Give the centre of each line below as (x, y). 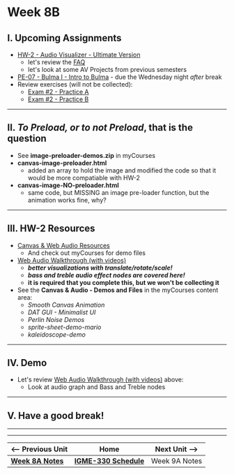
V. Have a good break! (56, 415)
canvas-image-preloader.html (62, 163)
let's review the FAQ (56, 62)
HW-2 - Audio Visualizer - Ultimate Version (79, 54)
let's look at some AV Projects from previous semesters (107, 70)
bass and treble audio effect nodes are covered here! (107, 275)
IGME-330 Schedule (109, 461)
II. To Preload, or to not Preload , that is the (100, 127)
